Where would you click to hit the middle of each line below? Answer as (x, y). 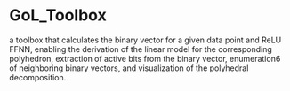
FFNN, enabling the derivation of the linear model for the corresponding (141, 49)
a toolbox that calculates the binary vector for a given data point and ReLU (145, 40)
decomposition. (38, 77)
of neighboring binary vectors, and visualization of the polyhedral (129, 68)
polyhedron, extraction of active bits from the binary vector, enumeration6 (145, 58)
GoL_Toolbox (58, 15)
